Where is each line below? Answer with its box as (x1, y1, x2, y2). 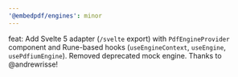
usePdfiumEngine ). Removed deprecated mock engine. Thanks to (8, 51, 223, 60)
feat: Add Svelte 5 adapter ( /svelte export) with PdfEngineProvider (8, 34, 231, 43)
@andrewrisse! (8, 59, 59, 69)
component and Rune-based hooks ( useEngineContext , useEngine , (8, 42, 227, 52)
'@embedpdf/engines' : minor (8, 11, 103, 20)
